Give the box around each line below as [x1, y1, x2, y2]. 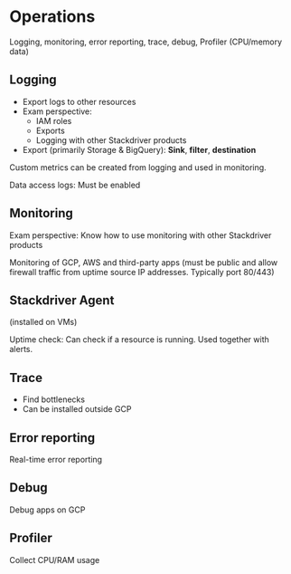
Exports [35, 125, 65, 136]
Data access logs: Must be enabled [9, 179, 141, 190]
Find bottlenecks [22, 394, 86, 405]
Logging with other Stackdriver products [35, 134, 187, 146]
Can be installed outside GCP [22, 404, 132, 415]
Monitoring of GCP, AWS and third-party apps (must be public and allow [9, 256, 278, 268]
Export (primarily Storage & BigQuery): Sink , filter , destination [22, 144, 257, 155]
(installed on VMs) [9, 317, 78, 328]
